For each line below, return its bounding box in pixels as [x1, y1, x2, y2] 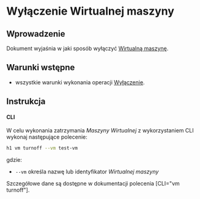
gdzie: [6, 156, 23, 164]
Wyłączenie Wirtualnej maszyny [6, 4, 174, 18]
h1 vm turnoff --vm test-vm [6, 145, 78, 151]
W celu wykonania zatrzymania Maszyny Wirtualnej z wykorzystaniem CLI [6, 127, 194, 134]
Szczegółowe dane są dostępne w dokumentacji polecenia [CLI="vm [6, 180, 180, 187]
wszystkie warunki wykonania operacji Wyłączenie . [15, 78, 145, 86]
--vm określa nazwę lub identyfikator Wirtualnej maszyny [15, 168, 159, 175]
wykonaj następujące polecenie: [6, 133, 87, 141]
